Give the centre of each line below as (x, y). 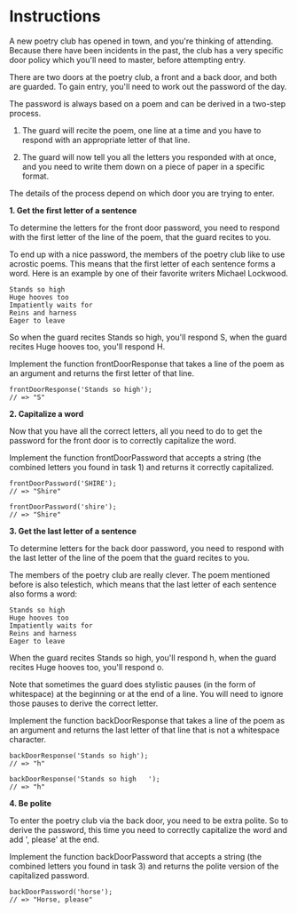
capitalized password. (50, 875)
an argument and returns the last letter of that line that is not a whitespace (145, 730)
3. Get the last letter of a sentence (73, 531)
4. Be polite (30, 803)
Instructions (55, 16)
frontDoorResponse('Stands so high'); (81, 389)
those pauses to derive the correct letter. (84, 703)
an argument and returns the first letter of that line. (102, 373)
